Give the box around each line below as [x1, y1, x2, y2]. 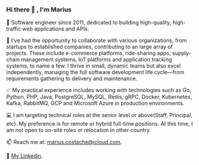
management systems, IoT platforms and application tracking [20, 56, 172, 63]
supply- [171, 50, 191, 57]
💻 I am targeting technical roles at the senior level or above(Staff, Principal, [6, 112, 193, 119]
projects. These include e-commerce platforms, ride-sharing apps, [6, 50, 171, 57]
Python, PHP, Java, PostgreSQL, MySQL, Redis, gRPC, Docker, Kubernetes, [6, 93, 192, 100]
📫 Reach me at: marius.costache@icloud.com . [6, 139, 122, 146]
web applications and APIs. [22, 25, 89, 32]
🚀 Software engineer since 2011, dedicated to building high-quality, [6, 19, 172, 26]
